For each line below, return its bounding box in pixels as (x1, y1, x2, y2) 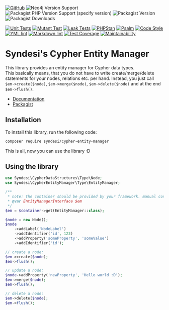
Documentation (12, 95, 45, 101)
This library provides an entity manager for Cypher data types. (5, 64, 135, 70)
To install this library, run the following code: (5, 129, 97, 135)
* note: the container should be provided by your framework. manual (7, 194, 156, 199)
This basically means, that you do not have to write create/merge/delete (5, 70, 154, 76)
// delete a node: (5, 291, 44, 296)
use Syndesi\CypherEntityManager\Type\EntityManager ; (5, 180, 121, 185)
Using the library (5, 162, 59, 171)
